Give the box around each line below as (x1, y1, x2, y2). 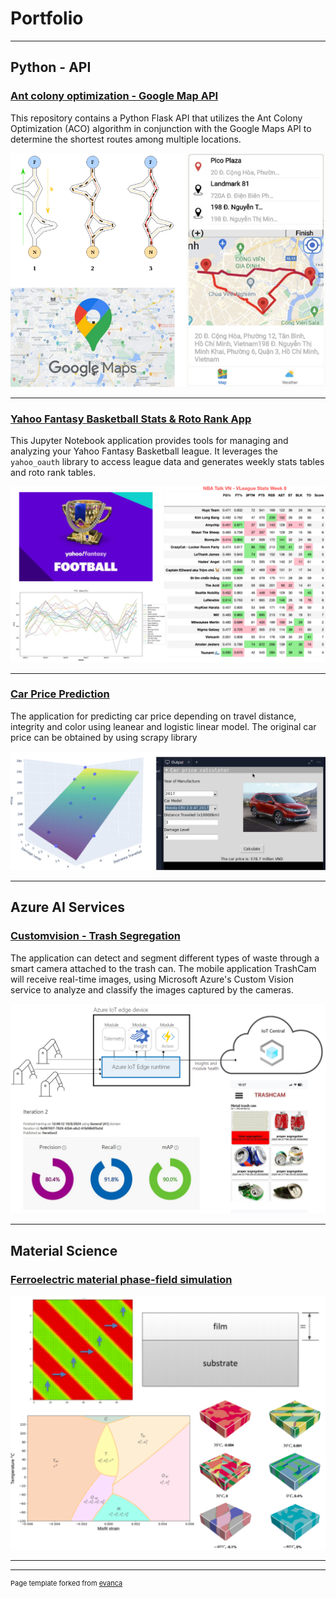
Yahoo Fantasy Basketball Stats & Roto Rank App (10, 412, 252, 426)
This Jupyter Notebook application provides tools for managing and (10, 435, 289, 447)
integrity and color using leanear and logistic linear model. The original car (10, 720, 317, 732)
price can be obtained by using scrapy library (10, 731, 198, 743)
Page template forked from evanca (10, 1578, 123, 1588)
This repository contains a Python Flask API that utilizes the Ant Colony (10, 112, 303, 124)
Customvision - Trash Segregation (10, 929, 181, 943)
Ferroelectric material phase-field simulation (10, 1272, 233, 1286)
